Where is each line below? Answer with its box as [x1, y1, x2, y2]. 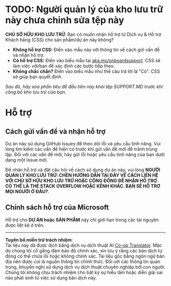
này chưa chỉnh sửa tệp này [5, 14, 124, 26]
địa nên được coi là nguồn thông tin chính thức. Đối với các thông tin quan [5, 258, 160, 265]
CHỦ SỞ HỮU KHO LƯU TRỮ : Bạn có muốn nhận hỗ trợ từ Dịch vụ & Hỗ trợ [5, 31, 161, 37]
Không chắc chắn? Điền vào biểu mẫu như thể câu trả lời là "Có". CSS [12, 68, 160, 74]
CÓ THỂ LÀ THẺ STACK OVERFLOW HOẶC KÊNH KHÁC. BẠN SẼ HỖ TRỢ [5, 183, 160, 189]
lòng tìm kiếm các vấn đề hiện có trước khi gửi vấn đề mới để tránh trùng [5, 146, 158, 152]
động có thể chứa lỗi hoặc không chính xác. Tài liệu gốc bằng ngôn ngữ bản [5, 253, 165, 259]
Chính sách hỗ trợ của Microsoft [5, 203, 109, 212]
